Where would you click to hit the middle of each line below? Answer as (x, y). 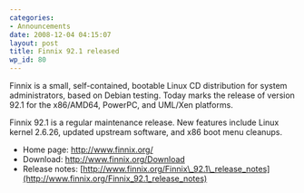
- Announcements (40, 26)
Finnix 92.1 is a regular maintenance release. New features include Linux (144, 122)
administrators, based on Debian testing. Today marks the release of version (152, 95)
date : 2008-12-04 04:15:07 (60, 34)
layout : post (34, 43)
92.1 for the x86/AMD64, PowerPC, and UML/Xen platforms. (121, 105)
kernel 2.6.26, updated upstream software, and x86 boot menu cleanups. (146, 132)
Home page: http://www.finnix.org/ (88, 150)
